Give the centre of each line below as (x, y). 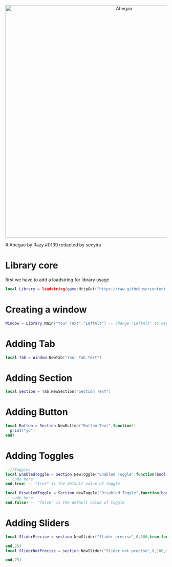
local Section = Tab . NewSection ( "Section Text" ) (58, 392)
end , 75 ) (14, 560)
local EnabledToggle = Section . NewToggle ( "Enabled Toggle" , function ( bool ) (87, 474)
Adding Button (37, 412)
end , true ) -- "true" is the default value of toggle (63, 484)
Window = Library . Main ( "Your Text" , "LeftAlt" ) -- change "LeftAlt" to (82, 323)
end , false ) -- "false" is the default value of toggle (65, 502)
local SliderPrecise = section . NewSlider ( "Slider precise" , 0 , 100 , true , (83, 537)
